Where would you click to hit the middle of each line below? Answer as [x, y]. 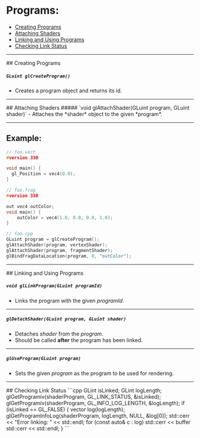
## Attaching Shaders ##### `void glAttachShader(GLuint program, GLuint [98, 107]
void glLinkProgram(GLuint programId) [54, 286]
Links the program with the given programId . [69, 300]
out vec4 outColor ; [30, 206]
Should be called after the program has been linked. [79, 340]
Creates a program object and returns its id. [68, 91]
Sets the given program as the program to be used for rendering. [94, 373]
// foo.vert [21, 152]
